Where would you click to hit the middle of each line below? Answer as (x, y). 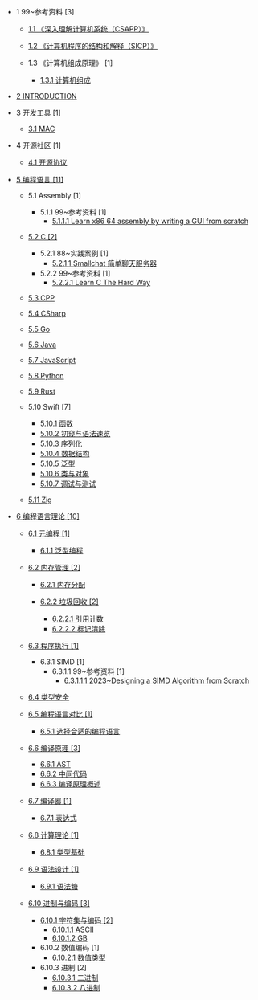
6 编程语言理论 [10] (48, 516)
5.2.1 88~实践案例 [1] (74, 253)
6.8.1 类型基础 (63, 852)
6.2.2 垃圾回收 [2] (69, 602)
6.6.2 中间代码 (63, 774)
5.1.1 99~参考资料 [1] (73, 212)
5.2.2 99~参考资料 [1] (75, 273)
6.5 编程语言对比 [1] (60, 714)
